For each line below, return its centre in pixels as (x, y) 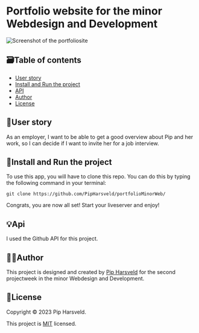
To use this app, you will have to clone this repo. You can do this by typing (99, 176)
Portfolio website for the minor (84, 11)
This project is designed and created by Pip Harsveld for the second (91, 272)
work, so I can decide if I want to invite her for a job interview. (83, 143)
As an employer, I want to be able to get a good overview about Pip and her (100, 137)
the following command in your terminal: (56, 183)
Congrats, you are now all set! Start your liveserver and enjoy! (83, 205)
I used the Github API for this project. (52, 238)
